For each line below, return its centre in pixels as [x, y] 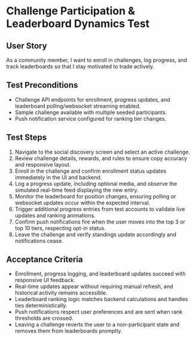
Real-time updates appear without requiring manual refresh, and [94, 287]
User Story [27, 46]
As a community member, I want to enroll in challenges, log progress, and [97, 60]
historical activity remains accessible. [61, 293]
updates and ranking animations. [55, 215]
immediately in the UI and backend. [58, 177]
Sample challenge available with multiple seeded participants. [91, 112]
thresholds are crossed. [44, 318]
